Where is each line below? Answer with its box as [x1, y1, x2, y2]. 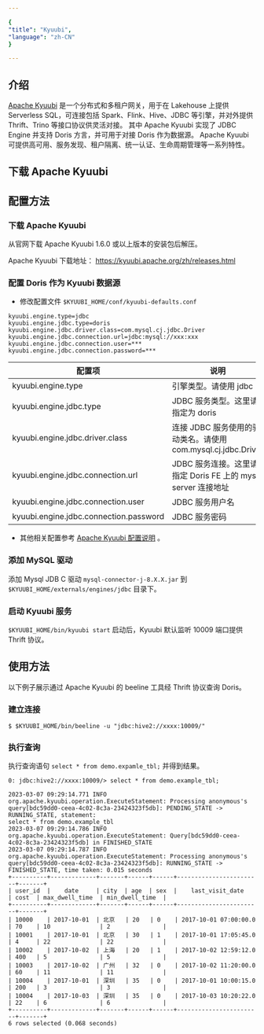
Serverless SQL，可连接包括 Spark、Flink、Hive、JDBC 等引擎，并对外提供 [8, 111, 254, 120]
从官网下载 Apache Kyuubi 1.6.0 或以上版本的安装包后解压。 [8, 239, 202, 248]
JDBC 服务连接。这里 [171, 458, 251, 469]
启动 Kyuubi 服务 [8, 605, 72, 616]
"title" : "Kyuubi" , [8, 25, 72, 34]
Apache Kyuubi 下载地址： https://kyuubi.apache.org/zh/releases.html [8, 256, 236, 266]
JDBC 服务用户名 [171, 497, 235, 508]
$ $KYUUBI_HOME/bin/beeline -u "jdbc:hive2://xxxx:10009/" [8, 723, 206, 730]
